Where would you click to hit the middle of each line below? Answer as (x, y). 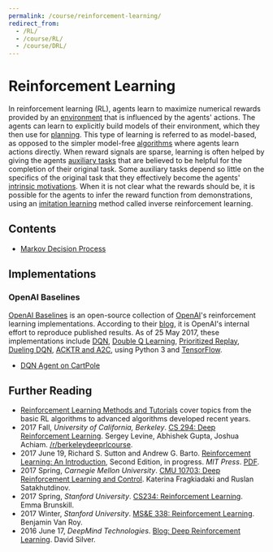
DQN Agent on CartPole (60, 365)
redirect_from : (34, 24)
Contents (32, 229)
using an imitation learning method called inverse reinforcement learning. (131, 204)
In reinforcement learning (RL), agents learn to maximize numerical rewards (135, 109)
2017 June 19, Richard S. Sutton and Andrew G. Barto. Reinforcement (135, 453)
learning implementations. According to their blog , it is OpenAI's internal (129, 323)
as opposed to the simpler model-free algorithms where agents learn (124, 144)
